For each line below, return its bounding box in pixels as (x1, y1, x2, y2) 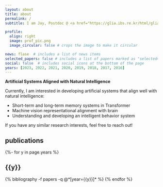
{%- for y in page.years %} (5, 149, 59, 155)
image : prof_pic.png (9, 38, 51, 44)
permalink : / (5, 16, 32, 21)
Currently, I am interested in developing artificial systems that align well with (5, 88, 157, 94)
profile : (5, 30, 23, 34)
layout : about (5, 7, 34, 12)
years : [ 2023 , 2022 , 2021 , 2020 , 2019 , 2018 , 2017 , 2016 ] (5, 65, 125, 70)
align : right (9, 34, 36, 39)
